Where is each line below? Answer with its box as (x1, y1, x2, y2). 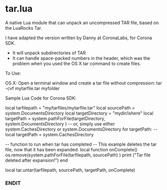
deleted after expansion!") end (5, 157, 68, 163)
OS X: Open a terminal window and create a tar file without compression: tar (5, 80, 162, 86)
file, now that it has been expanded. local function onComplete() (5, 146, 138, 152)
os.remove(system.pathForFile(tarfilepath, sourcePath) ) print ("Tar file (5, 152, 151, 158)
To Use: (5, 70, 21, 76)
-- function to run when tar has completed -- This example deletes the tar (5, 141, 157, 147)
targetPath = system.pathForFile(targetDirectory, (5, 115, 105, 121)
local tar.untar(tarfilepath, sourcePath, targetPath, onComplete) (5, 167, 135, 173)
